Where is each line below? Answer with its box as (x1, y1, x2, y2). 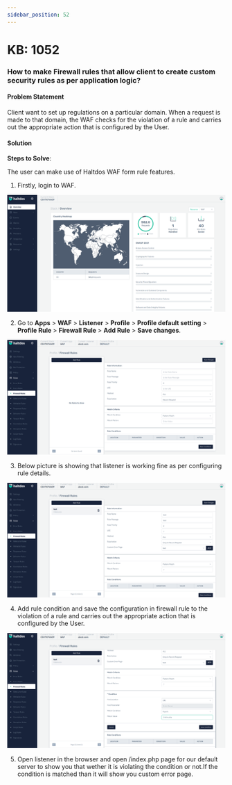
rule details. (17, 469, 51, 477)
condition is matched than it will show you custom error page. (17, 770, 194, 778)
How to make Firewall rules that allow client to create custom (7, 67, 216, 76)
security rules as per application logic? (7, 75, 141, 85)
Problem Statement (7, 92, 64, 101)
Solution (7, 139, 33, 147)
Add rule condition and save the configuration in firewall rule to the (17, 604, 208, 613)
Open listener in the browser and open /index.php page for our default (17, 754, 218, 763)
